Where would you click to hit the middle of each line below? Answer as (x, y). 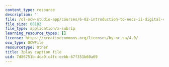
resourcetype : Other (27, 47)
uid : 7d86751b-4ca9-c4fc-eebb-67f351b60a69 (52, 57)
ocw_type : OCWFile (24, 43)
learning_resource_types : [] (36, 33)
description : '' (22, 15)
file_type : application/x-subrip (40, 29)
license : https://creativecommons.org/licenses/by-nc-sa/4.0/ (72, 38)
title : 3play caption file (33, 52)
